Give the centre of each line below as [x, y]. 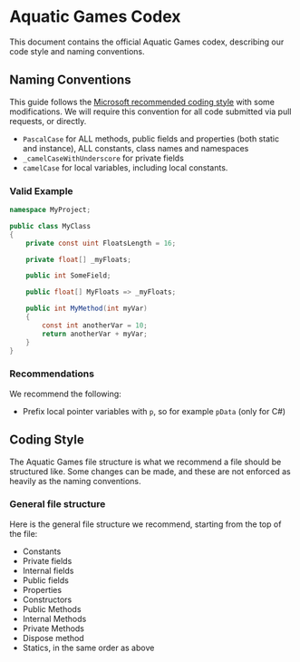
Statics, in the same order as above [88, 647]
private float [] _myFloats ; [78, 259]
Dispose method [53, 638]
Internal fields [48, 570]
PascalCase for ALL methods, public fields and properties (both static [150, 139]
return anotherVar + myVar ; [95, 334]
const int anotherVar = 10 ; [95, 325]
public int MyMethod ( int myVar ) [87, 309]
